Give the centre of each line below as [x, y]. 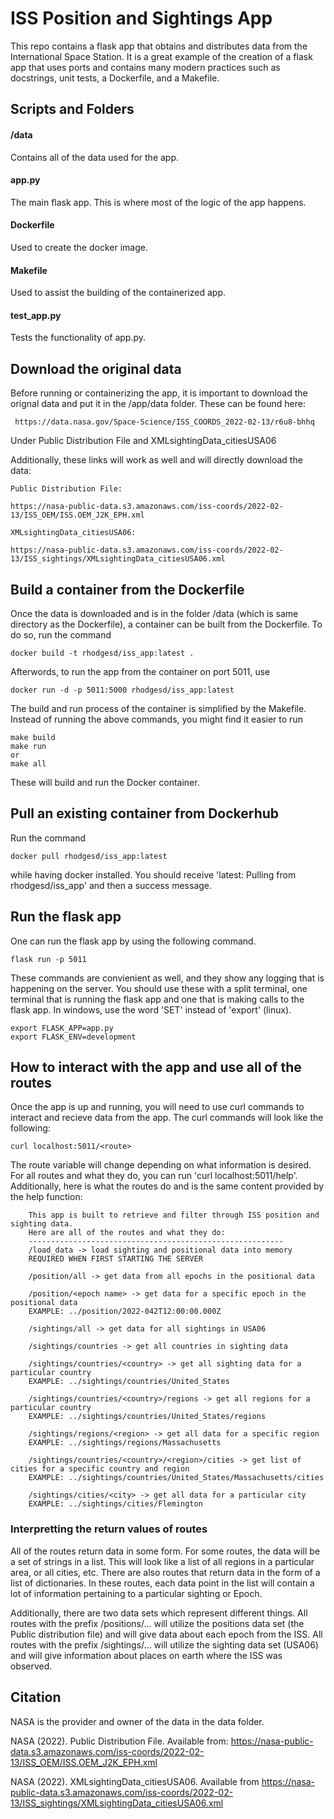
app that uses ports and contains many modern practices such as [145, 67]
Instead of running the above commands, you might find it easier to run [156, 719]
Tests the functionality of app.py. [78, 338]
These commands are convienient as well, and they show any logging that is [167, 978]
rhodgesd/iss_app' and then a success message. [111, 885]
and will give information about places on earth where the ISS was [146, 1655]
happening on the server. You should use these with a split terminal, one [159, 988]
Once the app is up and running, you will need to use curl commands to [157, 1107]
